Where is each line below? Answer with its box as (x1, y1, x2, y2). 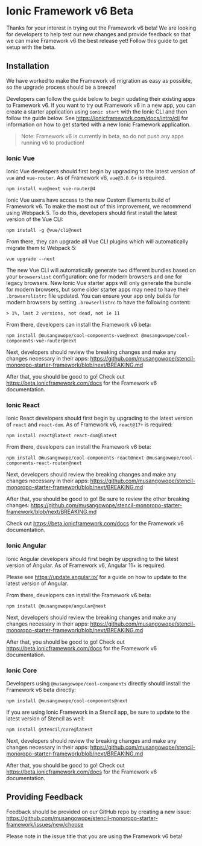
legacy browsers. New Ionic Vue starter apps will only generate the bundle (6, 280, 192, 287)
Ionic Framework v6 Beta (6, 4, 134, 18)
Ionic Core (6, 666, 37, 675)
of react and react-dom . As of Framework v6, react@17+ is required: (6, 421, 173, 428)
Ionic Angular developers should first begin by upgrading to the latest (6, 555, 179, 562)
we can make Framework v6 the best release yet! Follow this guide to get (6, 37, 188, 44)
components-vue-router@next (6, 338, 77, 344)
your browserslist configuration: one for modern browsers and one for (6, 273, 183, 280)
